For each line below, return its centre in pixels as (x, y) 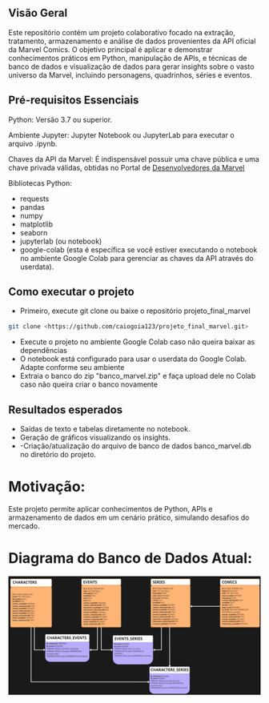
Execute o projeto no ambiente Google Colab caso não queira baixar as (137, 342)
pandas (32, 207)
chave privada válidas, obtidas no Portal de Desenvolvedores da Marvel (126, 167)
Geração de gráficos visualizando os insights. (95, 438)
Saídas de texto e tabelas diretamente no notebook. (105, 429)
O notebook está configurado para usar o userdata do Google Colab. (133, 359)
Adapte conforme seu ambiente (72, 368)
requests (34, 199)
